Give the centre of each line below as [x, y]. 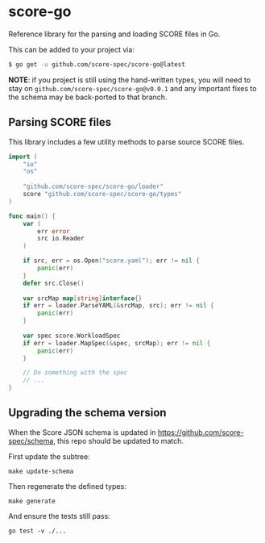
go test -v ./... [37, 531]
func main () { [32, 216]
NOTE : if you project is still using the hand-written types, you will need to [130, 80]
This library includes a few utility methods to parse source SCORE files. [126, 142]
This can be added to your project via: [72, 49]
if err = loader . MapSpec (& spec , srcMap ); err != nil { [117, 343]
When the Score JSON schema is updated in [82, 432]
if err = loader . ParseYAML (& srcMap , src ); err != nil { [119, 306]
